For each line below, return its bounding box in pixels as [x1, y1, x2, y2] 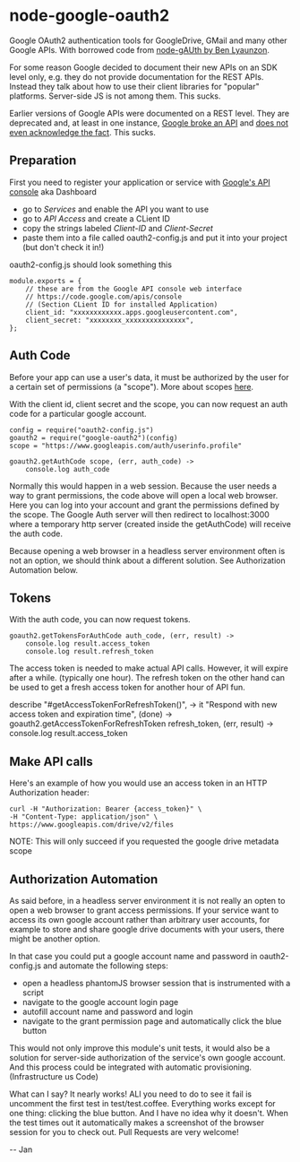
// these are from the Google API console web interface [25, 284, 243, 293]
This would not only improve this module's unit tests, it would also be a [9, 1043, 270, 1054]
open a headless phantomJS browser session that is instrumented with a [21, 978, 291, 988]
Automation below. [9, 564, 79, 575]
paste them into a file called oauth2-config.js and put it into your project [21, 232, 288, 243]
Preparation [9, 153, 77, 169]
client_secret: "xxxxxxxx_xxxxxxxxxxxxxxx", [25, 316, 194, 325]
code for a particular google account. [9, 408, 147, 419]
